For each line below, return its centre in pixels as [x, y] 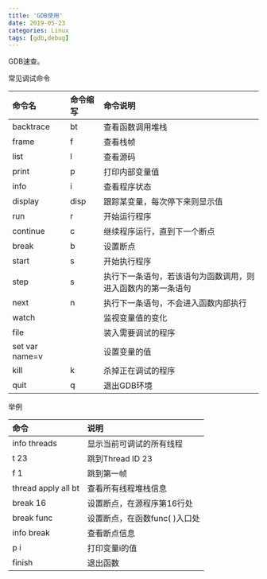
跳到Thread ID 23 [120, 459]
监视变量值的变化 [135, 318]
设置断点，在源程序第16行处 [140, 503]
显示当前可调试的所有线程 [135, 444]
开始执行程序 [127, 262]
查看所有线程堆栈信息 [127, 488]
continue [29, 231]
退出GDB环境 [128, 386]
